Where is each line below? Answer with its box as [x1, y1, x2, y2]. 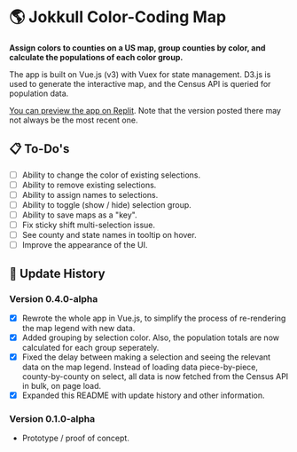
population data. [9, 88, 69, 99]
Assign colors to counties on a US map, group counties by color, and [9, 42, 266, 53]
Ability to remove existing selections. [21, 179, 157, 190]
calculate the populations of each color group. [9, 52, 184, 62]
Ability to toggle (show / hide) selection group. [21, 199, 192, 210]
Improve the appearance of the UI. [21, 240, 148, 250]
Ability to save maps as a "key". [21, 210, 137, 220]
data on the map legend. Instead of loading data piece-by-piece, [21, 361, 259, 373]
